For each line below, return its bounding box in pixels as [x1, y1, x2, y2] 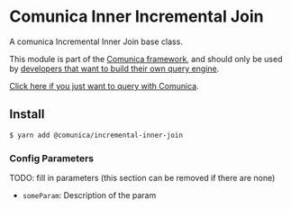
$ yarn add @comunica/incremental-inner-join [9, 131, 183, 140]
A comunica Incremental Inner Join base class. [9, 36, 183, 47]
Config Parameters [9, 151, 95, 164]
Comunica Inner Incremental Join [9, 6, 264, 27]
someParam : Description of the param [22, 189, 157, 200]
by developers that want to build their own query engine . [9, 63, 220, 74]
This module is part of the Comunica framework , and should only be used [9, 53, 283, 64]
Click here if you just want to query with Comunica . [9, 80, 200, 91]
